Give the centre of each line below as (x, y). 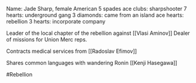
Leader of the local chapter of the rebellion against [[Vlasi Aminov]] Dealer (98, 33)
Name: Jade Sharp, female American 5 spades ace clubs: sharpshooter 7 (97, 9)
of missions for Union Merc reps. (47, 39)
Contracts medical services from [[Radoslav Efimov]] (72, 51)
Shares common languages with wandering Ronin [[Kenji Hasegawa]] (92, 63)
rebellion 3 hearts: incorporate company (56, 21)
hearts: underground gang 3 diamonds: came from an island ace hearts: (95, 15)
